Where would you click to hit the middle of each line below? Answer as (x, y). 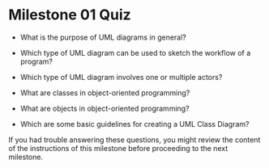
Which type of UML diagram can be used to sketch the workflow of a (135, 52)
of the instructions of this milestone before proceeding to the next (118, 148)
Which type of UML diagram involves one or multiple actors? (121, 77)
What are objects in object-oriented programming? (105, 108)
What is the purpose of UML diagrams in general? (103, 37)
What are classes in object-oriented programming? (105, 92)
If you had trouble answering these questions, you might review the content (134, 140)
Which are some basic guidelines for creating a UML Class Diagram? (134, 124)
